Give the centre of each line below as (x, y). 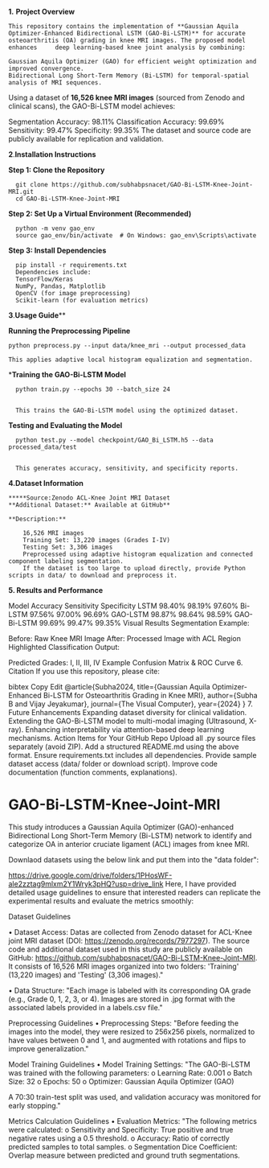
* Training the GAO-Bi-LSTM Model (67, 374)
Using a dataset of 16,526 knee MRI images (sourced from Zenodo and (126, 97)
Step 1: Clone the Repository (57, 170)
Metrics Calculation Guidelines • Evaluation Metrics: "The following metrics (132, 1121)
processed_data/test (43, 447)
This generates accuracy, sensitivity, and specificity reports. (127, 468)
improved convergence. (46, 68)
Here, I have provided (201, 883)
